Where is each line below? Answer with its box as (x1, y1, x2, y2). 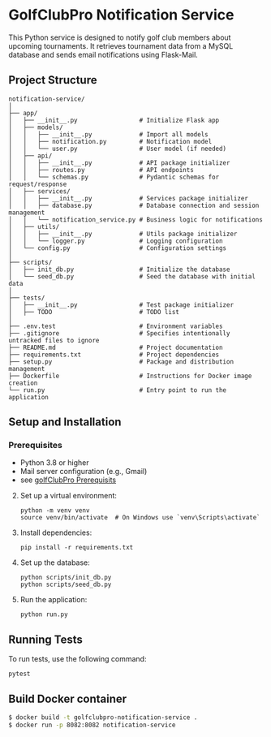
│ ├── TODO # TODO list (8, 308, 180, 316)
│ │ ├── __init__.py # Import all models (8, 130, 209, 139)
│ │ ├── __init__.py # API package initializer (8, 158, 230, 167)
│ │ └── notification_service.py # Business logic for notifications (8, 215, 264, 224)
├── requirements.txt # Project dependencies (8, 351, 220, 359)
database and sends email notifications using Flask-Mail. (8, 50, 199, 59)
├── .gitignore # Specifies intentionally (8, 329, 230, 338)
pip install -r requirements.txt (19, 544, 134, 552)
